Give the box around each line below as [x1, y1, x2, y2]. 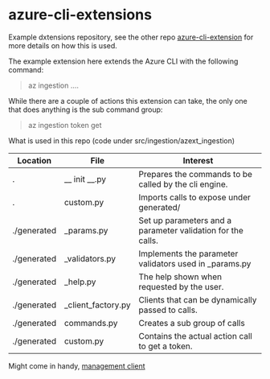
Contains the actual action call [138, 330, 253, 341]
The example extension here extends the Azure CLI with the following [8, 56, 239, 66]
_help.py [63, 276, 96, 287]
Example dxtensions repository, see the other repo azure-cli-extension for [8, 32, 254, 42]
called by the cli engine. [138, 179, 228, 190]
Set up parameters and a [138, 215, 231, 226]
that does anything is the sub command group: [8, 105, 163, 114]
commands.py [63, 317, 118, 328]
